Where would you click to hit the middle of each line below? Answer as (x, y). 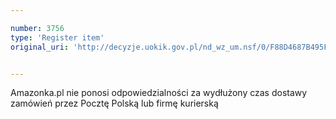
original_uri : (40, 47)
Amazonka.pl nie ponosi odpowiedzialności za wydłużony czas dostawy (159, 93)
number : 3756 (37, 28)
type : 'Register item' (57, 37)
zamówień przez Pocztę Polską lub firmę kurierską (114, 103)
